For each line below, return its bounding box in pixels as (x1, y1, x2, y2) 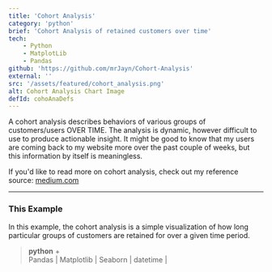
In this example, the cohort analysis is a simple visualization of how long (8, 222, 249, 232)
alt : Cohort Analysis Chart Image (8, 87, 125, 96)
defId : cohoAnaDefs (8, 95, 74, 103)
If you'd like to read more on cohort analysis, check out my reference (8, 167, 239, 176)
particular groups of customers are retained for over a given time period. (8, 230, 251, 240)
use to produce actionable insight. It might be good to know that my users (8, 134, 255, 144)
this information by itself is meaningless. (8, 151, 143, 161)
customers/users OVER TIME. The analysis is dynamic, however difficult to (8, 125, 257, 135)
